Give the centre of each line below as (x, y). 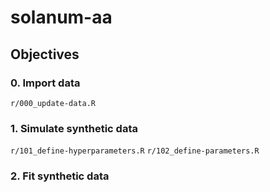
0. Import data (45, 83)
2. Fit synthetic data (60, 176)
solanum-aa (61, 17)
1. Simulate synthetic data (74, 128)
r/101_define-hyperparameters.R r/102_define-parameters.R (135, 151)
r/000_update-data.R (53, 103)
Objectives (45, 54)
